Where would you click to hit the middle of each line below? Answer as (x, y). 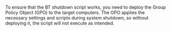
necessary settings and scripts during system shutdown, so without (77, 18)
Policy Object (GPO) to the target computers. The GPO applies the (75, 12)
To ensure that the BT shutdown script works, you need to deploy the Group (85, 7)
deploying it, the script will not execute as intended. (60, 23)
